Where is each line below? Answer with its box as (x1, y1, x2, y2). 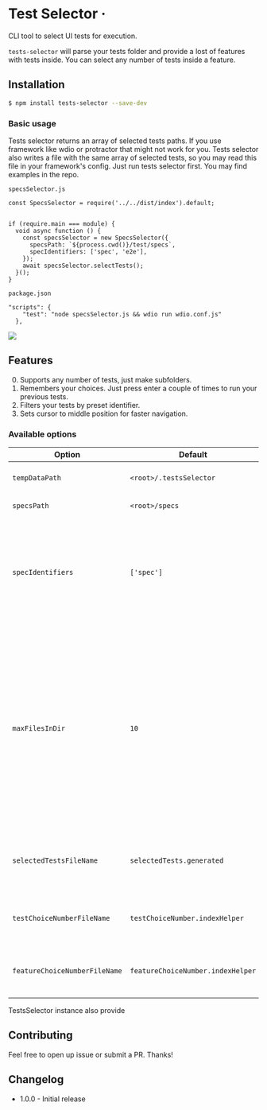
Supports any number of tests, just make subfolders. (19, 375, 192, 384)
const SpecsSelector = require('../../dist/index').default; (8, 199, 215, 207)
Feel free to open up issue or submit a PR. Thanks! (8, 1050, 173, 1059)
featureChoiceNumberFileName (12, 967, 122, 976)
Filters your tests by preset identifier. (19, 400, 141, 409)
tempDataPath (12, 474, 62, 483)
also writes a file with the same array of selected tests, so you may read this (8, 153, 257, 162)
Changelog (8, 1073, 64, 1086)
